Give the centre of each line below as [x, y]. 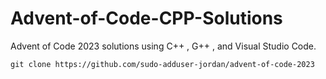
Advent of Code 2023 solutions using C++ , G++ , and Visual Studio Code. [163, 46]
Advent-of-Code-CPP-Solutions [146, 18]
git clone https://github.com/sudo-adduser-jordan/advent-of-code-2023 [162, 64]
